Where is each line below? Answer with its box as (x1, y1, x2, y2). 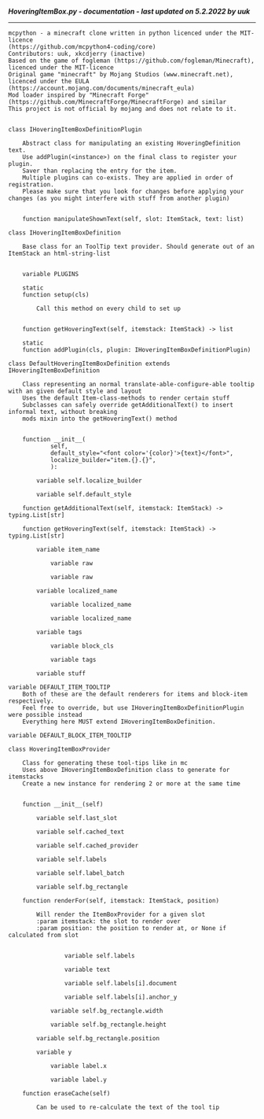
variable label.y (49, 1076, 108, 1084)
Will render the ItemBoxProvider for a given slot (36, 910, 206, 918)
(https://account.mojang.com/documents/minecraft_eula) (8, 84, 195, 92)
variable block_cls (49, 642, 114, 650)
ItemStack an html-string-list (8, 249, 111, 257)
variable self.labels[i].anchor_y (64, 993, 178, 1001)
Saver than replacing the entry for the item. (22, 167, 178, 175)
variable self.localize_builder (36, 477, 143, 485)
